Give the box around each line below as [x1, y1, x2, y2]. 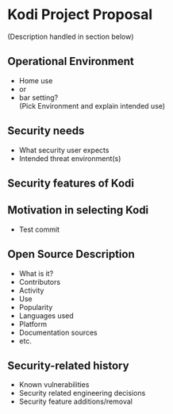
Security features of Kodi [7, 176, 134, 190]
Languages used [18, 311, 75, 320]
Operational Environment [7, 55, 134, 68]
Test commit [18, 224, 60, 234]
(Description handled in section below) [7, 32, 134, 41]
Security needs [7, 125, 85, 138]
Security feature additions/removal [18, 397, 133, 406]
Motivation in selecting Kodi [7, 204, 149, 217]
